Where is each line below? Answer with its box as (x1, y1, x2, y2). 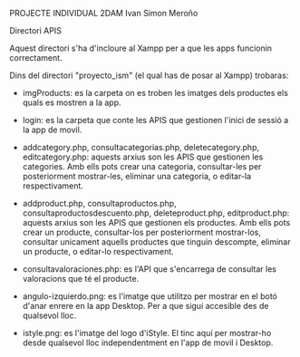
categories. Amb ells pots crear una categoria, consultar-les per (22, 161, 262, 171)
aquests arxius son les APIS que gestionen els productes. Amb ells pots (22, 217, 291, 227)
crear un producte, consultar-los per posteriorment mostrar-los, (22, 227, 261, 237)
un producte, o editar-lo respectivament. (22, 246, 174, 256)
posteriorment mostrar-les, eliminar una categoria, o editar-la (22, 171, 252, 181)
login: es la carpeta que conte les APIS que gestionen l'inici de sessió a (22, 115, 289, 125)
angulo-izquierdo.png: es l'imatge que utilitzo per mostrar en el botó (22, 291, 278, 302)
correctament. (9, 53, 63, 63)
